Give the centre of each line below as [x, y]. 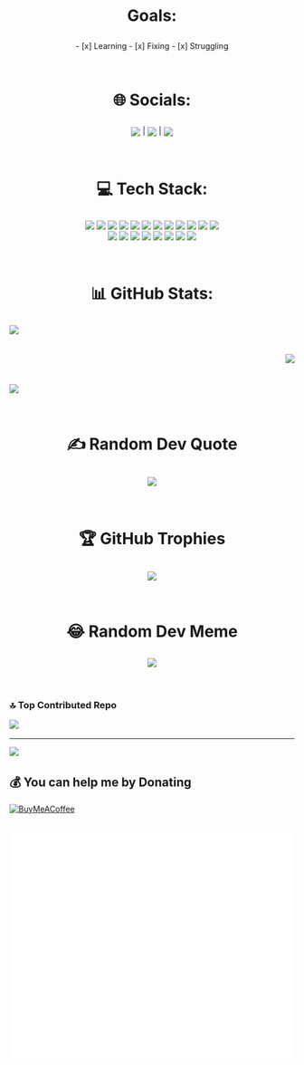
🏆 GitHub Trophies [152, 538]
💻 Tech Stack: [152, 189]
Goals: [152, 16]
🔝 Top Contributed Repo [63, 705]
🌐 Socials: [152, 100]
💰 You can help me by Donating [100, 783]
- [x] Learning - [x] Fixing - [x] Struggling [152, 46]
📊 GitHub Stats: [152, 293]
